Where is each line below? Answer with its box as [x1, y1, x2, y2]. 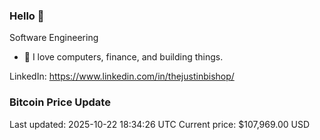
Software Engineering [9, 32, 99, 44]
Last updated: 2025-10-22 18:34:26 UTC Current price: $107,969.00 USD [9, 118, 311, 130]
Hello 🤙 [9, 9, 45, 23]
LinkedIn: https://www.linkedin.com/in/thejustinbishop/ [9, 70, 235, 83]
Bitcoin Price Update [9, 95, 111, 109]
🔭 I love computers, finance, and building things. [23, 51, 224, 63]
